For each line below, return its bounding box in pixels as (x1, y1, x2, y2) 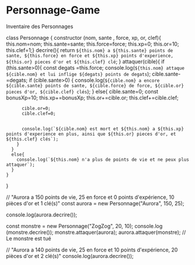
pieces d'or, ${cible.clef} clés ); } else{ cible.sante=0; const (6, 88, 159, 95)
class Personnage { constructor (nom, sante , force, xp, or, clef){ (6, 34, 162, 41)
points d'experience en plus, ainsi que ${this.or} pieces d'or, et (6, 131, 176, 137)
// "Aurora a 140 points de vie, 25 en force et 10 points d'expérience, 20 (6, 246, 178, 253)
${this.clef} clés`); (6, 136, 59, 142)
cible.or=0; (21, 105, 51, 111)
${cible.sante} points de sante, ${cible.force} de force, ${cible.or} (6, 82, 184, 88)
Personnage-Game (6, 4, 100, 17)
